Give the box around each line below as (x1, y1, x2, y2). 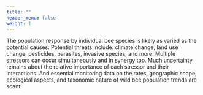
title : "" (6, 9, 32, 15)
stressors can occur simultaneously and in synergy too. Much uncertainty (6, 56, 193, 64)
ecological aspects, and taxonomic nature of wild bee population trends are (6, 76, 197, 83)
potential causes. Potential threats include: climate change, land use (6, 44, 178, 51)
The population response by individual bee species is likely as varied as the (6, 37, 197, 45)
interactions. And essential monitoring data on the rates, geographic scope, (6, 70, 197, 77)
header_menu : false (6, 15, 56, 21)
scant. (6, 83, 23, 90)
